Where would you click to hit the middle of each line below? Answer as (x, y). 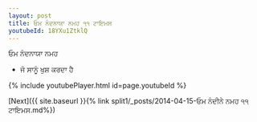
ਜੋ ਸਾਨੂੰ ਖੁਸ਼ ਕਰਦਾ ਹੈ (47, 70)
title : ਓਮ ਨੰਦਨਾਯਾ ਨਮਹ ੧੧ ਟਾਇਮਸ (60, 23)
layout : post (30, 16)
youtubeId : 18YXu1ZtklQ (48, 31)
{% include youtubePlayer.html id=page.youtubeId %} (98, 86)
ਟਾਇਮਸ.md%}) (32, 110)
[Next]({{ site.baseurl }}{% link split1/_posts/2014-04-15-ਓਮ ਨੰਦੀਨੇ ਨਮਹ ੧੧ (128, 101)
